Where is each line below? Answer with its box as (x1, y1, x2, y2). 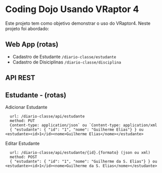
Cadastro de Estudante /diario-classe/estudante (12, 53, 116, 60)
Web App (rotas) (5, 40, 59, 49)
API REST (5, 74, 35, 82)
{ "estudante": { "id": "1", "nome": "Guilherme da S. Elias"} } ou (10, 159, 157, 164)
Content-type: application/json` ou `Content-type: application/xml (10, 123, 157, 128)
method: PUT (10, 118, 35, 123)
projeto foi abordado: (5, 25, 50, 31)
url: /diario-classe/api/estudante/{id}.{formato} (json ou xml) (10, 150, 151, 155)
